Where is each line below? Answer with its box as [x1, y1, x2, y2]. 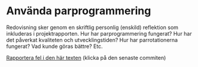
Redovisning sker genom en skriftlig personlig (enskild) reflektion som [6, 24, 178, 31]
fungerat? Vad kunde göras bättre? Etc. [6, 43, 103, 50]
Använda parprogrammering [6, 4, 151, 18]
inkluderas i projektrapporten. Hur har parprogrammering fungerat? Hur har [6, 30, 193, 37]
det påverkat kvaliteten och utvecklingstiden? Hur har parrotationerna [6, 36, 178, 43]
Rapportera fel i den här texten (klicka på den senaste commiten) [6, 54, 166, 61]
